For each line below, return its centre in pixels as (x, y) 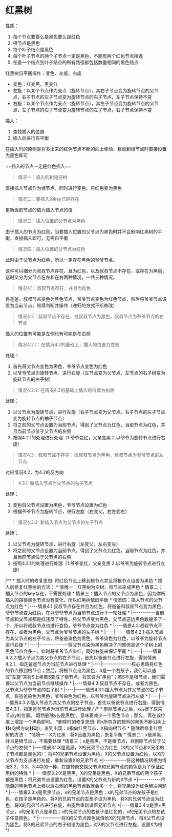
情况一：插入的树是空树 (42, 177)
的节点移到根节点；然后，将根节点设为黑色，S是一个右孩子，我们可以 (79, 670)
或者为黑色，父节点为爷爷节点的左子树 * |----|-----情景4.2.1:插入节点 (91, 632)
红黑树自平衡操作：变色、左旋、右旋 (44, 73)
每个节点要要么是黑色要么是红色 (46, 36)
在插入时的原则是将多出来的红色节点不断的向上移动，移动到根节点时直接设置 (86, 149)
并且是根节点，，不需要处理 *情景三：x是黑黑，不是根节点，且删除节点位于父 (86, 741)
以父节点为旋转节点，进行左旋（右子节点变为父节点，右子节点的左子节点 (89, 412)
